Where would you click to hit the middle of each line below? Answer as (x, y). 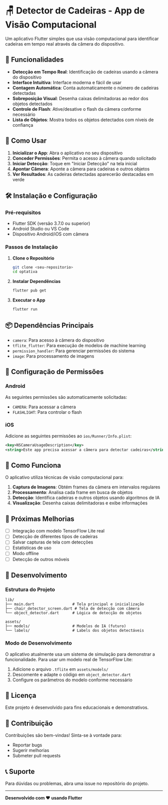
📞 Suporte (20, 771)
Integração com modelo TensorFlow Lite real (58, 531)
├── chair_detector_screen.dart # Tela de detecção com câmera (72, 609)
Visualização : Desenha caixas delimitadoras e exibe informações (80, 503)
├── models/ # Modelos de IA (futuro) (66, 626)
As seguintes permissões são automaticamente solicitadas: (66, 397)
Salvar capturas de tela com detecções (53, 542)
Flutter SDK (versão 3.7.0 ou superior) (51, 223)
